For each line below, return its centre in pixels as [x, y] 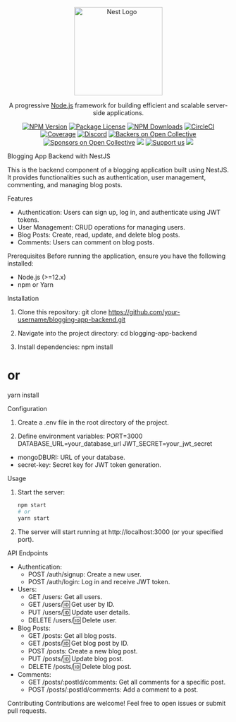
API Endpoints [28, 553]
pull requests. [27, 711]
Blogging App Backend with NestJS [59, 156]
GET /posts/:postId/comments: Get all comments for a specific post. [127, 682]
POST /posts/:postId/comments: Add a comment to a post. [113, 690]
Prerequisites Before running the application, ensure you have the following [117, 256]
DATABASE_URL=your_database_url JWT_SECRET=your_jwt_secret [115, 443]
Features [20, 199]
